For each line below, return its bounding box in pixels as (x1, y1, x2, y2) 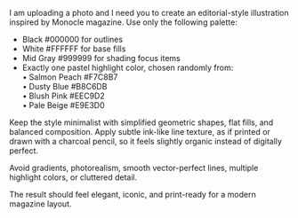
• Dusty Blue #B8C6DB (21, 82, 108, 91)
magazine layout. (9, 199, 72, 209)
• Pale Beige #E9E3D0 (21, 100, 105, 110)
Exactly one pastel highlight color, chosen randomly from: (21, 62, 234, 73)
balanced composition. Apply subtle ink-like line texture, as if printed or (9, 127, 271, 136)
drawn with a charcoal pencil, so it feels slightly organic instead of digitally (9, 136, 283, 146)
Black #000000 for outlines (21, 35, 123, 44)
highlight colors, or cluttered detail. (9, 172, 138, 183)
